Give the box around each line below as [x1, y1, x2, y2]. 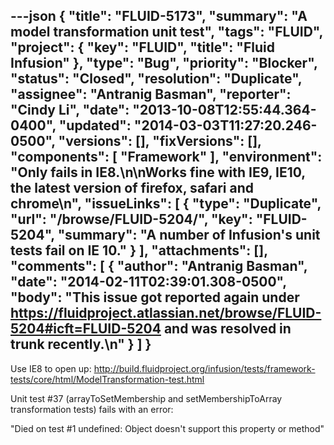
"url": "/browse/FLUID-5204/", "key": [10, 211, 253, 228]
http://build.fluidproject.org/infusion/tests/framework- [93, 362, 316, 374]
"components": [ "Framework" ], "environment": [10, 149, 323, 166]
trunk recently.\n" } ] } [10, 336, 152, 353]
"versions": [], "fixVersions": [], [58, 133, 262, 150]
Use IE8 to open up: [10, 362, 92, 374]
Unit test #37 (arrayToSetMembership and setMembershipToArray [10, 392, 283, 404]
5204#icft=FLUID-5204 [10, 320, 162, 338]
